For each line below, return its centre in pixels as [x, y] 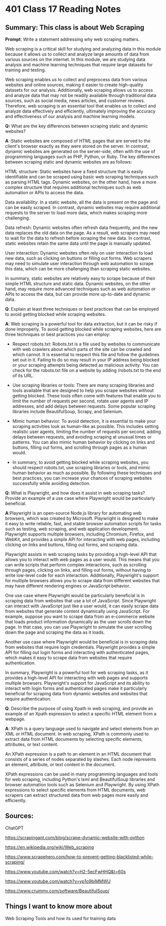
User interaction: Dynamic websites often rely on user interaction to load [79, 253]
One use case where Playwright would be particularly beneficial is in [75, 595]
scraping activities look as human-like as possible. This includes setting [85, 426]
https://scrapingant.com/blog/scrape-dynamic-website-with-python [75, 837]
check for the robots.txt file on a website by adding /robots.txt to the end [86, 370]
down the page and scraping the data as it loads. [55, 632]
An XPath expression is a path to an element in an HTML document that [78, 754]
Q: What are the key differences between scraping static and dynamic [77, 126]
